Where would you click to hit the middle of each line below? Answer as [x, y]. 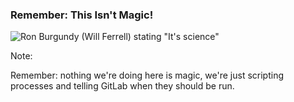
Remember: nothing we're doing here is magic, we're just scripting [147, 75]
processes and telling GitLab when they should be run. [122, 86]
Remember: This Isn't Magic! [82, 15]
